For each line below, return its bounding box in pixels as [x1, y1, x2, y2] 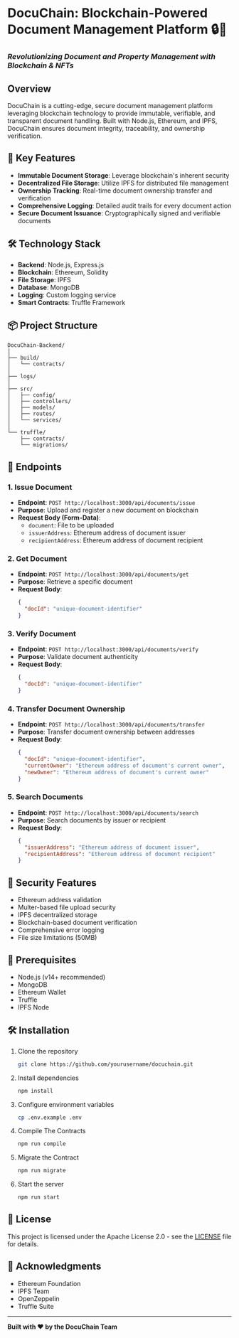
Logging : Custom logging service [17, 290, 116, 299]
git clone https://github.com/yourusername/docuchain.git [17, 1061, 193, 1068]
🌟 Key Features [7, 152, 76, 164]
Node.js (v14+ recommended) [17, 973, 106, 981]
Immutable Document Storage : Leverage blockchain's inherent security [17, 171, 230, 179]
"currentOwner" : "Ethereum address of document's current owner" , [24, 762, 225, 769]
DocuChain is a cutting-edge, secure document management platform [7, 101, 213, 109]
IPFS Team [17, 1287, 50, 1295]
